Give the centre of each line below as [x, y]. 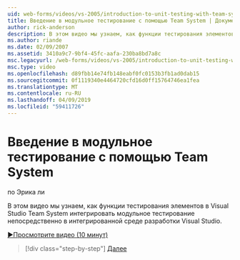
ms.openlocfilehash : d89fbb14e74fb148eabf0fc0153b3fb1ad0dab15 [104, 73]
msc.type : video [31, 67]
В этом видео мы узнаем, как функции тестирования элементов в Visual [118, 206]
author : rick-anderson [41, 27]
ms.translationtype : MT [43, 87]
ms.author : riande [35, 41]
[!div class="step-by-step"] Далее [76, 248]
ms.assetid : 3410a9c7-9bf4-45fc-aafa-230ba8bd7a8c [84, 54]
